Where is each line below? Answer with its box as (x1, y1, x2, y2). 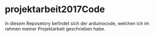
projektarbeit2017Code (5, 4, 105, 15)
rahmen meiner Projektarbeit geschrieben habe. (5, 25, 106, 31)
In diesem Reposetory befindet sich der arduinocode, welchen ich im (5, 20, 149, 26)
